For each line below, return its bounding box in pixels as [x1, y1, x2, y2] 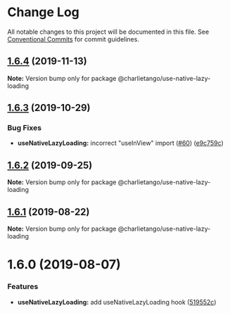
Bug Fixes [7, 123, 42, 133]
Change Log [7, 4, 79, 20]
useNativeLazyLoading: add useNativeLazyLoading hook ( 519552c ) [17, 298, 217, 306]
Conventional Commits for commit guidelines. [7, 34, 139, 43]
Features [7, 282, 39, 292]
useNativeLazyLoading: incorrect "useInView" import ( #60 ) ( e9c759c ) [17, 139, 224, 148]
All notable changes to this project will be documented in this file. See [7, 27, 210, 36]
